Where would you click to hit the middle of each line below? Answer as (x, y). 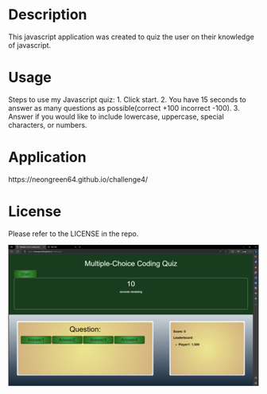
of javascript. (30, 45)
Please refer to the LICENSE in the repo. (74, 234)
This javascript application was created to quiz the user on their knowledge (131, 37)
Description (48, 15)
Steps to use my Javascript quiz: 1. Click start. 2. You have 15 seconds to (127, 99)
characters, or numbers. (48, 124)
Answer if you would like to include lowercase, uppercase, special (116, 116)
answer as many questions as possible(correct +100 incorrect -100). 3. (124, 108)
